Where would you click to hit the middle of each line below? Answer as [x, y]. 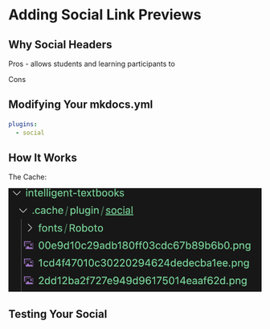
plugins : [23, 124]
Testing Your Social [58, 314]
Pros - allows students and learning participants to [92, 64]
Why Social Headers [60, 45]
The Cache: [27, 177]
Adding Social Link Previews [105, 15]
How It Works [43, 157]
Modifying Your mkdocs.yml [81, 105]
